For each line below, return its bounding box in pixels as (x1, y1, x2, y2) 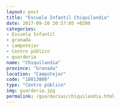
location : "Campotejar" (6, 71, 67, 77)
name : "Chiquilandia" (6, 59, 61, 65)
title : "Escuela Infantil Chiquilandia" (6, 15, 110, 21)
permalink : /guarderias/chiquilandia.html (6, 93, 115, 99)
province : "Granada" (6, 65, 59, 71)
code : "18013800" (6, 76, 50, 82)
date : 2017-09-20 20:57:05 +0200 (6, 20, 91, 26)
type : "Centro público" (6, 82, 67, 88)
